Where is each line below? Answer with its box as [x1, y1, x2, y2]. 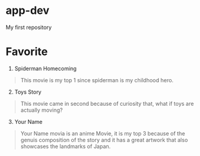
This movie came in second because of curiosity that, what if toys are [20, 100, 194, 107]
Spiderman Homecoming [14, 65, 77, 72]
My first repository [5, 24, 52, 31]
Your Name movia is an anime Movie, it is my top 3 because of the [20, 129, 185, 137]
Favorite [5, 45, 48, 59]
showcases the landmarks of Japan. [20, 143, 111, 150]
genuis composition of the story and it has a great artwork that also [20, 136, 189, 143]
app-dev [5, 4, 50, 18]
